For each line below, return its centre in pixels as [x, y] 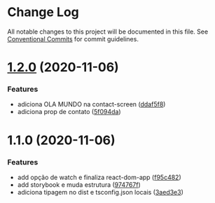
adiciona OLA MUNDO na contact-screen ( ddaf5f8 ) [91, 104]
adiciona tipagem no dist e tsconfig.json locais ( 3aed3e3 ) [100, 192]
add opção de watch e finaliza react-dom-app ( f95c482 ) [99, 177]
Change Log [43, 12]
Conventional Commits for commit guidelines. [73, 38]
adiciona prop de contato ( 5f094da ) [69, 112]
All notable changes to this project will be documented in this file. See [108, 31]
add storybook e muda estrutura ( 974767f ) [79, 184]
